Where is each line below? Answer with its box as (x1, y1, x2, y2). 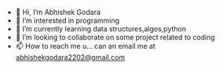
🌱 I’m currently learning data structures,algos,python (15, 24, 187, 33)
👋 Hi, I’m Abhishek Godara (15, 8, 101, 17)
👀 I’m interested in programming (15, 16, 120, 25)
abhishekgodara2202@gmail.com (15, 53, 126, 62)
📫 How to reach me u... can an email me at (15, 42, 155, 50)
